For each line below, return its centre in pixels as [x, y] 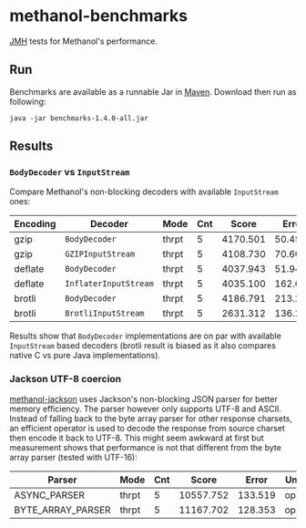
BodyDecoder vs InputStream [70, 172]
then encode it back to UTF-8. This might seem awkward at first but [137, 438]
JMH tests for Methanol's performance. [83, 41]
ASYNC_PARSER [49, 495]
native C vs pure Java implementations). [85, 356]
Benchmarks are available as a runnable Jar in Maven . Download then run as [153, 91]
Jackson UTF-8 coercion [66, 379]
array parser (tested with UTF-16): [74, 457]
